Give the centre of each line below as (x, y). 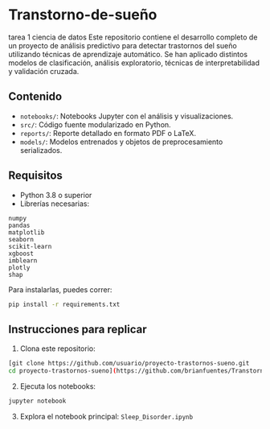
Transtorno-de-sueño (83, 15)
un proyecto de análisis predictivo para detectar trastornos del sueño (123, 45)
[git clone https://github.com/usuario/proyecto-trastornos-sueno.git (129, 364)
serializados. (41, 150)
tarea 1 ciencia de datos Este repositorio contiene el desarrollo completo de (133, 37)
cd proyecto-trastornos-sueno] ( (62, 371)
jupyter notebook (37, 401)
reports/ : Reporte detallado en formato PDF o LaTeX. (108, 133)
